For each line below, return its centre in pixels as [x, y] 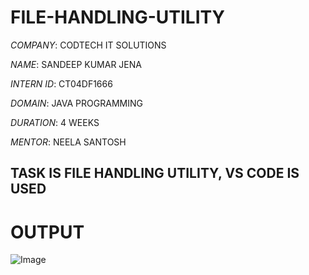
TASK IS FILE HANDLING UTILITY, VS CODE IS [155, 173]
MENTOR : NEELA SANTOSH [68, 142]
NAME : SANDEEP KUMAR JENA [76, 64]
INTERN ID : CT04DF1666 [61, 83]
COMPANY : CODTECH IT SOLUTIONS [88, 45]
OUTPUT [47, 232]
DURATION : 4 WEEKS [55, 122]
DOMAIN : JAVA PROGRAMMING [76, 103]
